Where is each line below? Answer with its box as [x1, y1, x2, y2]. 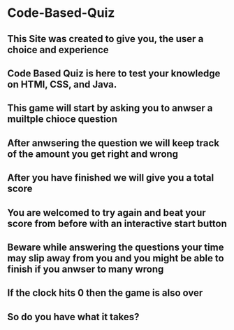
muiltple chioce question [7, 114, 117, 125]
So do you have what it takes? [7, 310, 140, 323]
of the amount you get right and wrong [7, 148, 179, 160]
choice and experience [7, 43, 110, 55]
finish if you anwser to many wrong [7, 263, 164, 275]
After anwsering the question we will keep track [7, 137, 220, 149]
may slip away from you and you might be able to [7, 252, 225, 264]
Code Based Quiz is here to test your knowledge [7, 67, 221, 79]
